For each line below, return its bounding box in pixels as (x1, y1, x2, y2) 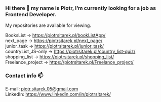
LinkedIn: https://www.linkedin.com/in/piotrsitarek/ (5, 91, 111, 97)
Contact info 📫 (5, 72, 44, 79)
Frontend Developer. (5, 11, 57, 18)
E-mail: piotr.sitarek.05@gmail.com (5, 86, 78, 92)
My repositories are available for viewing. (5, 22, 91, 28)
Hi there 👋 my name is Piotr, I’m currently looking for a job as (5, 5, 156, 12)
